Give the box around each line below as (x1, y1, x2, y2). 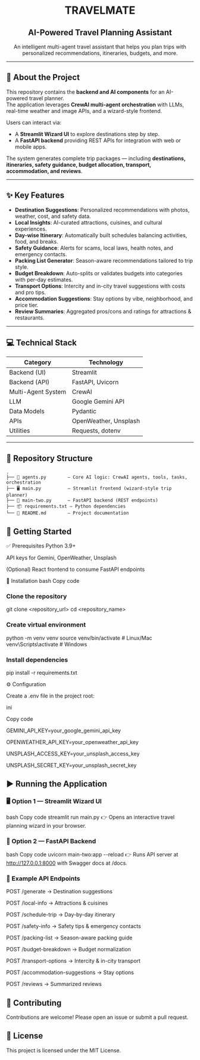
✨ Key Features (6, 191, 64, 201)
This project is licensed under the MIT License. (6, 1046, 121, 1054)
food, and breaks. (14, 238, 58, 245)
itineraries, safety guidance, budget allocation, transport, (6, 161, 152, 168)
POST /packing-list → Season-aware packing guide (6, 934, 133, 941)
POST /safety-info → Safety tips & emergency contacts (6, 923, 141, 930)
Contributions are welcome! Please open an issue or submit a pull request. (6, 1013, 189, 1021)
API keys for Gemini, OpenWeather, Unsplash (6, 554, 117, 561)
